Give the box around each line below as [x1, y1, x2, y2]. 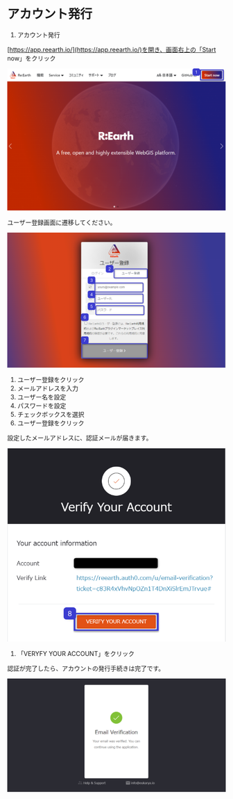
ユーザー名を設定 [17, 393, 67, 401]
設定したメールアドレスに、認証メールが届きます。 [7, 434, 153, 442]
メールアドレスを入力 [17, 384, 78, 393]
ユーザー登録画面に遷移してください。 [7, 218, 116, 226]
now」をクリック [7, 53, 56, 63]
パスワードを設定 [17, 401, 67, 410]
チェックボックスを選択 [17, 410, 85, 418]
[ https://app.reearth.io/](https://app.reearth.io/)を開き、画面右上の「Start [7, 45, 216, 53]
